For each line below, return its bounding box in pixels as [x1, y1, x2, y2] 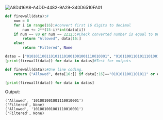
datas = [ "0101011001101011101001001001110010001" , [5, 54, 112, 59]
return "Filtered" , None [22, 45, 73, 50]
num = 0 [14, 18, 29, 23]
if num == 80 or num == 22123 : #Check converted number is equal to [14, 32, 153, 37]
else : [14, 41, 25, 46]
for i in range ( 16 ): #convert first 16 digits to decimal [14, 23, 131, 27]
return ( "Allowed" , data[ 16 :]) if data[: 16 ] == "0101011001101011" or [14, 71, 155, 77]
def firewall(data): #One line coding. [5, 67, 83, 72]
